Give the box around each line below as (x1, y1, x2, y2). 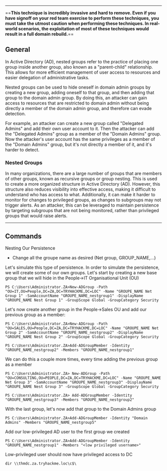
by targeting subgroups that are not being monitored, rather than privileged (5, 208, 159, 214)
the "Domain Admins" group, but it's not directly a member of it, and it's (5, 141, 152, 147)
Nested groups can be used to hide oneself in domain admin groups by (5, 84, 151, 90)
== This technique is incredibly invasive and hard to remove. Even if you (5, 10, 156, 15)
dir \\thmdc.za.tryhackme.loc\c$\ (5, 461, 77, 466)
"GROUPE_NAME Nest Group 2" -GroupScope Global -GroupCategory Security (5, 334, 159, 339)
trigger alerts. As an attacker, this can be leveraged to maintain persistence (5, 202, 159, 208)
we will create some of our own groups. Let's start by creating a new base (5, 269, 157, 275)
